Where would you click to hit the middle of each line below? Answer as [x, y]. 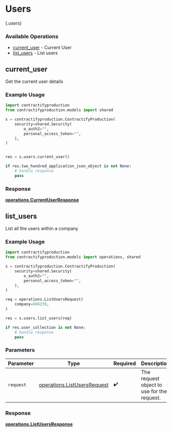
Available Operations [32, 36]
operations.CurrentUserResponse [42, 200]
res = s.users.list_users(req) [39, 318]
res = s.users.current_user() [38, 157]
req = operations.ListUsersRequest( [44, 300]
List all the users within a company [42, 228]
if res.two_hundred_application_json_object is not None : [68, 166]
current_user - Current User [42, 48]
